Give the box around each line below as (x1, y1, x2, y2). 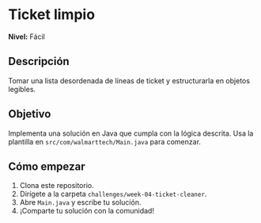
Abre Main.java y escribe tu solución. (19, 198, 142, 207)
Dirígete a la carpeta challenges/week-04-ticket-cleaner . (19, 189, 207, 199)
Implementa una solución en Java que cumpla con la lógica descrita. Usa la (8, 129, 254, 138)
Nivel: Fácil (8, 32, 45, 41)
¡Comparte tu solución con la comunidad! (19, 206, 154, 216)
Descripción (8, 55, 70, 68)
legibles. (8, 84, 36, 94)
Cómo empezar (8, 160, 85, 173)
